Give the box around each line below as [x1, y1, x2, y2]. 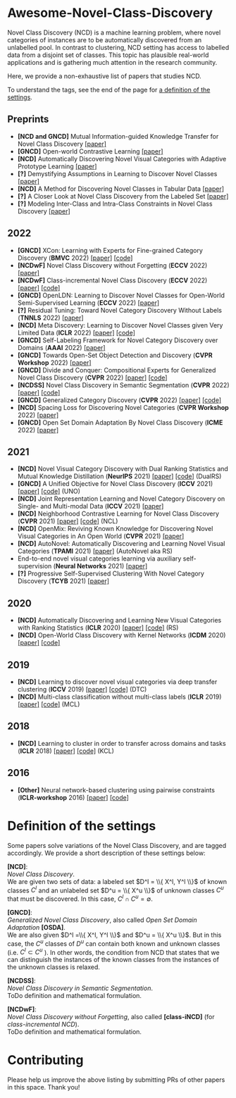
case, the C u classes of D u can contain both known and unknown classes [7, 938, 221, 948]
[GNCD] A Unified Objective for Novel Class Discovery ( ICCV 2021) [17, 480, 213, 488]
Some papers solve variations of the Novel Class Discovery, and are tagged [7, 841, 227, 849]
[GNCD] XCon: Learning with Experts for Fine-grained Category [17, 246, 203, 254]
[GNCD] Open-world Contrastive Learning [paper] [17, 146, 163, 156]
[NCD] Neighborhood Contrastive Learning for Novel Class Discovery [17, 509, 220, 518]
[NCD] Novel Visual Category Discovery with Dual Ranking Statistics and [17, 465, 229, 473]
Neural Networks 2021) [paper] [55, 562, 148, 570]
